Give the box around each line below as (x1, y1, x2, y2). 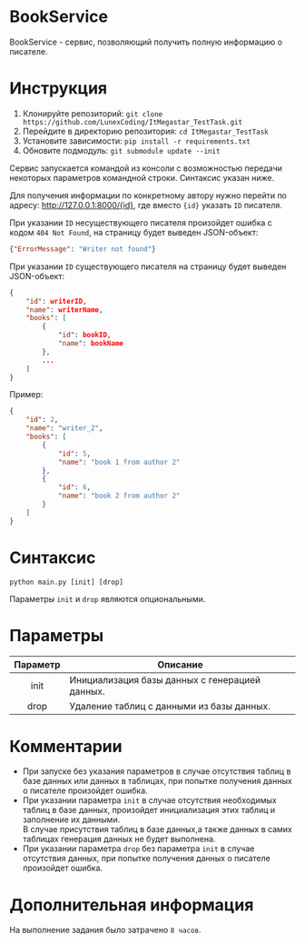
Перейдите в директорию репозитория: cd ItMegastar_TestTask (22, 126, 270, 136)
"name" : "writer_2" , (25, 424, 103, 433)
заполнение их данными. (22, 814, 121, 825)
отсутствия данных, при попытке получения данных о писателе (22, 853, 271, 864)
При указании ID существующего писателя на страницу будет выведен (9, 261, 287, 272)
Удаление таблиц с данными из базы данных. (69, 699, 271, 712)
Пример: (9, 389, 44, 400)
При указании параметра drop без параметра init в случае (22, 843, 255, 854)
